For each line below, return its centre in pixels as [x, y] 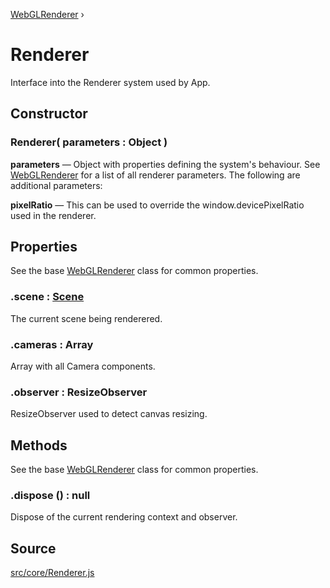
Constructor [49, 114]
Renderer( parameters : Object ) [89, 142]
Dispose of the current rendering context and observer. [124, 517]
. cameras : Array [52, 344]
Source [33, 548]
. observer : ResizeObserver [79, 392]
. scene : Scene [47, 297]
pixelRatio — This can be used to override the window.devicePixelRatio [157, 205]
